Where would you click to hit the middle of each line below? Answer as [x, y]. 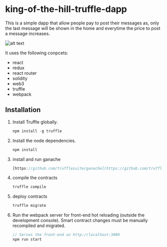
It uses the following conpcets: [37, 53]
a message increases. [28, 33]
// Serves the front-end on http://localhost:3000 [66, 235]
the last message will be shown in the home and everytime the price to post [83, 28]
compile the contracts [35, 178]
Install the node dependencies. [44, 140]
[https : [20, 168]
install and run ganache [36, 159]
